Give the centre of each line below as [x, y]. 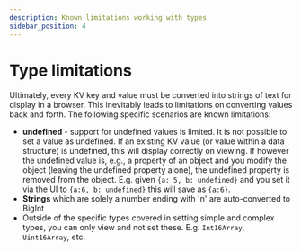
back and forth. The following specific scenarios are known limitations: [140, 114]
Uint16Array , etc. [54, 237]
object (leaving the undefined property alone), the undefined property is [156, 170]
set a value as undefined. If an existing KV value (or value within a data [153, 141]
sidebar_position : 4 [48, 26]
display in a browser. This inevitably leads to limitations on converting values [151, 105]
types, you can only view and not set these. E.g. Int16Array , [133, 228]
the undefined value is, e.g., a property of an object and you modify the [155, 161]
